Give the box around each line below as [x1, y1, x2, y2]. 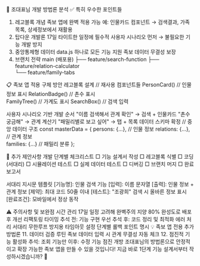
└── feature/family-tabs [14, 69, 75, 76]
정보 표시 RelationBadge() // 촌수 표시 [6, 91, 96, 97]
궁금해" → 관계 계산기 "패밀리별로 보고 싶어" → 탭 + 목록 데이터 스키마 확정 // [6, 118, 186, 125]
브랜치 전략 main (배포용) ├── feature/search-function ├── [14, 56, 159, 63]
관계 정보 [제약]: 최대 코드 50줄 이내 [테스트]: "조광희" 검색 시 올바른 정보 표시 [6, 188, 187, 195]
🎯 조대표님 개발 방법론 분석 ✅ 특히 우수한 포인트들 [6, 6, 122, 13]
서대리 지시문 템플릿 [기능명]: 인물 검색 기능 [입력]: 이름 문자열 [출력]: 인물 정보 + [6, 181, 194, 187]
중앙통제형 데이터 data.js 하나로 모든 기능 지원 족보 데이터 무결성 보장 [14, 48, 176, 55]
